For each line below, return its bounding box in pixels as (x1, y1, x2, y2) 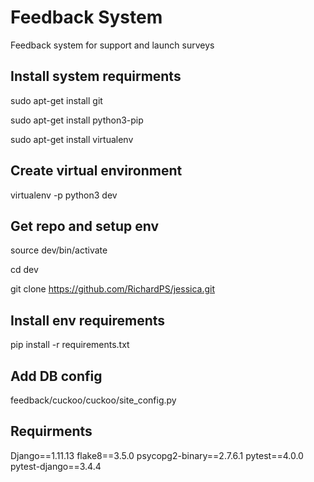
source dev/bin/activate (10, 244, 108, 256)
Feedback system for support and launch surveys (10, 39, 215, 51)
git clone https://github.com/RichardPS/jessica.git (10, 283, 216, 295)
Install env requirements (10, 312, 166, 329)
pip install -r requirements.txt (10, 339, 130, 351)
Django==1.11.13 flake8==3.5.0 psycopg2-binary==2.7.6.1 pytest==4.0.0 (10, 449, 304, 461)
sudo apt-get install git (10, 94, 103, 106)
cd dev (10, 264, 39, 276)
